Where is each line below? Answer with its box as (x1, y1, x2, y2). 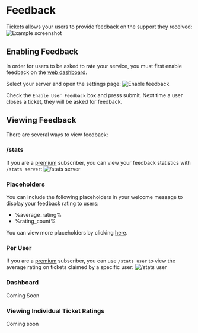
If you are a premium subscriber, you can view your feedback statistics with (6, 159, 191, 166)
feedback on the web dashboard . (6, 69, 88, 76)
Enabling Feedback (6, 47, 79, 57)
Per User (6, 244, 32, 252)
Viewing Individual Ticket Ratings (6, 306, 105, 315)
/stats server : (6, 165, 43, 172)
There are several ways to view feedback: (6, 131, 108, 138)
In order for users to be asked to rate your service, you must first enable (6, 62, 183, 69)
